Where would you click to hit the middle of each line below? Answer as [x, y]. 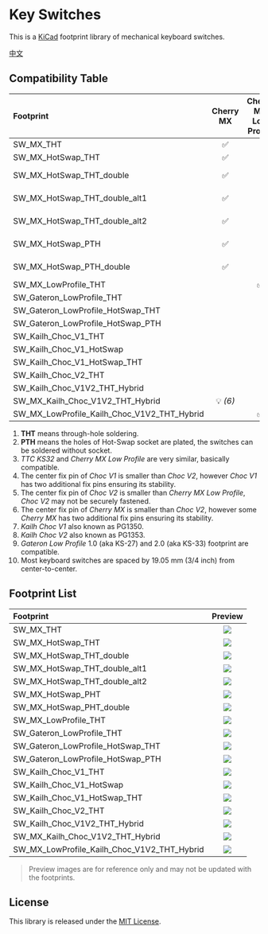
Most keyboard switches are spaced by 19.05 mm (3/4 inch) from [128, 560]
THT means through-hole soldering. [80, 433]
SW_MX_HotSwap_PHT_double [72, 707]
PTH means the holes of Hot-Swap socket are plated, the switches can [137, 442]
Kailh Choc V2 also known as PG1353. [83, 535]
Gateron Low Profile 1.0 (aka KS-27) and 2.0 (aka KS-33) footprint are [134, 543]
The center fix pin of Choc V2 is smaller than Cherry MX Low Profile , [133, 492]
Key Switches [55, 15]
